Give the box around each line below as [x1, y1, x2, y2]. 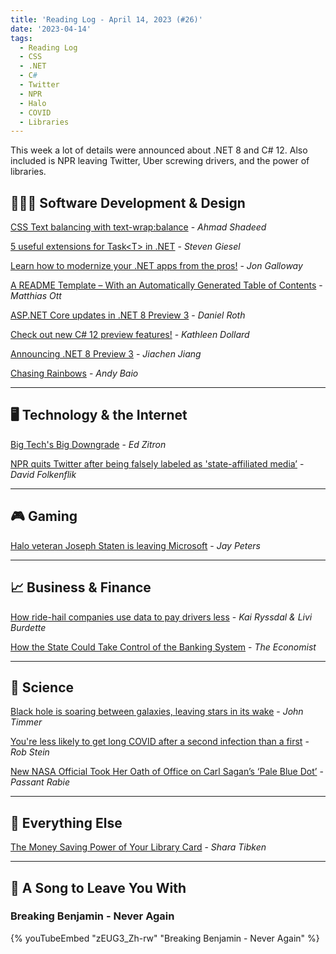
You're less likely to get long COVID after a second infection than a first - [10, 736, 310, 748]
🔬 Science [10, 679, 75, 696]
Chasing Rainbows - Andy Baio [10, 367, 139, 380]
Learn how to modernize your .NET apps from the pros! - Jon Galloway [10, 260, 303, 272]
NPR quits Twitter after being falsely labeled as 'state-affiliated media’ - [10, 457, 305, 470]
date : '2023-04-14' [10, 24, 92, 34]
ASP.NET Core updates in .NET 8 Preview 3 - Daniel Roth [10, 309, 246, 321]
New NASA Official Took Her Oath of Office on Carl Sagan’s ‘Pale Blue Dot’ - [10, 766, 324, 778]
